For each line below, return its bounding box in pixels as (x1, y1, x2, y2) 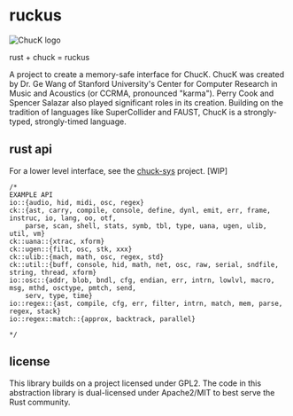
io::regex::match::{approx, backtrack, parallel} (9, 314, 197, 324)
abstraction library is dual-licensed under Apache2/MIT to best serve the (9, 387, 275, 397)
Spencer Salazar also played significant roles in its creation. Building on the (9, 97, 283, 107)
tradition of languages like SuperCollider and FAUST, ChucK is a (9, 106, 242, 117)
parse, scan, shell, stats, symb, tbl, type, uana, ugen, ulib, (25, 221, 267, 231)
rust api (9, 142, 53, 157)
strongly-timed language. (34, 116, 127, 127)
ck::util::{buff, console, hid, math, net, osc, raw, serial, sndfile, (9, 260, 279, 269)
